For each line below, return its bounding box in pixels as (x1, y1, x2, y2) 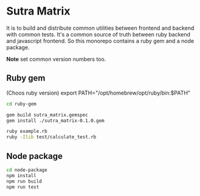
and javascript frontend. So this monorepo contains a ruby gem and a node (6, 37, 195, 44)
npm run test (6, 184, 40, 190)
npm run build (6, 178, 43, 184)
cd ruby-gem (6, 101, 36, 107)
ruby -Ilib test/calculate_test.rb (6, 134, 97, 140)
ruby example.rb (6, 129, 47, 135)
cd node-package (6, 167, 47, 173)
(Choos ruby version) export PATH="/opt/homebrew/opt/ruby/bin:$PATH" (6, 89, 190, 96)
